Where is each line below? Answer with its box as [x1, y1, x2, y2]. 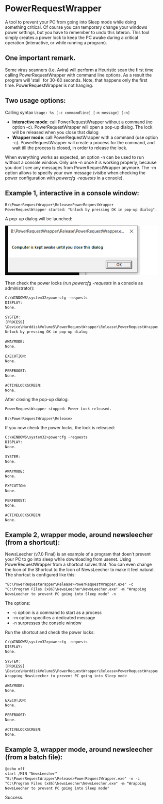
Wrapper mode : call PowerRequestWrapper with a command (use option [12, 134, 158, 140]
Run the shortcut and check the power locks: [5, 630, 95, 635]
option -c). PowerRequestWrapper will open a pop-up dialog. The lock [12, 124, 153, 130]
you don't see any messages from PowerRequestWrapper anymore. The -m [5, 164, 156, 171]
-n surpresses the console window [12, 620, 81, 626]
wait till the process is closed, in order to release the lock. [12, 145, 128, 151]
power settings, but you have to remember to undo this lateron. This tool [5, 29, 149, 35]
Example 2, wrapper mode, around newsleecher [5, 531, 153, 539]
